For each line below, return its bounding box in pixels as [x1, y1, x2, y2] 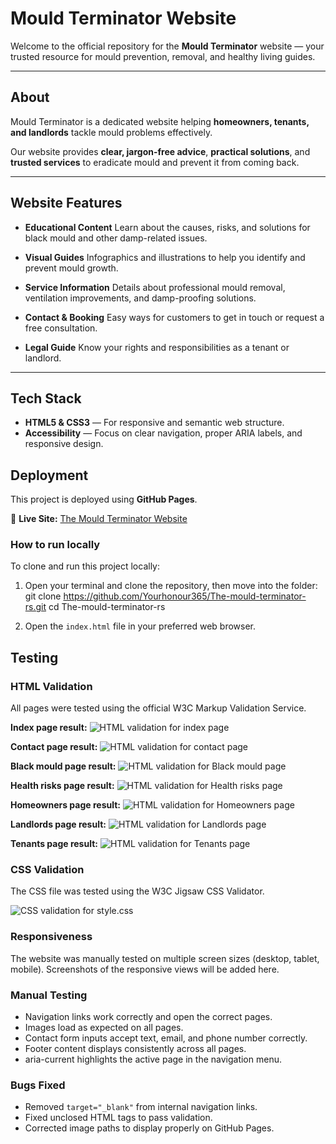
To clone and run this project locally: [10, 560, 161, 572]
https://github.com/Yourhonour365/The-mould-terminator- [63, 590, 307, 602]
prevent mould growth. [24, 262, 119, 274]
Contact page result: [10, 741, 98, 753]
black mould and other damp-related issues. [24, 232, 208, 244]
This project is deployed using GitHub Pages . [10, 493, 198, 506]
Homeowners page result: [10, 799, 122, 811]
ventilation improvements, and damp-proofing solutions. [24, 292, 257, 304]
